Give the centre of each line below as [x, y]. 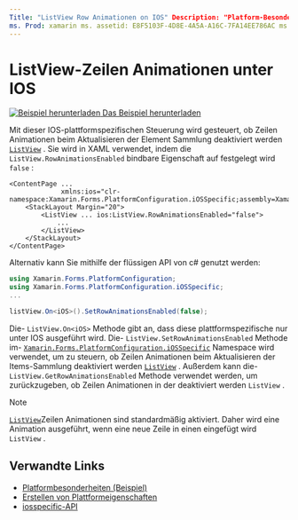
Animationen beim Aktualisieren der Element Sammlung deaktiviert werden [146, 139]
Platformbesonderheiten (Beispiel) [85, 487]
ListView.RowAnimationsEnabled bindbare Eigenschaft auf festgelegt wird [142, 158]
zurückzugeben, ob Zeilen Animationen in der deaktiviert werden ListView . [147, 385]
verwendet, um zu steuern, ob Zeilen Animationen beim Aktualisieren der [142, 357]
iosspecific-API [50, 506]
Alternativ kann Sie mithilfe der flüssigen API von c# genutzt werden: [135, 263]
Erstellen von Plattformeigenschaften [90, 497]
